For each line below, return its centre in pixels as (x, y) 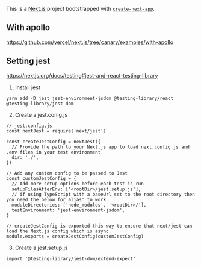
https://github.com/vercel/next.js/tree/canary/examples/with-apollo (90, 42)
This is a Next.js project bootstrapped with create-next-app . (81, 9)
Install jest (27, 87)
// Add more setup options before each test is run (78, 184)
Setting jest (28, 61)
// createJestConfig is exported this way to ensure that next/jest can (99, 226)
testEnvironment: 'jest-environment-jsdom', (68, 210)
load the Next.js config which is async (58, 231)
